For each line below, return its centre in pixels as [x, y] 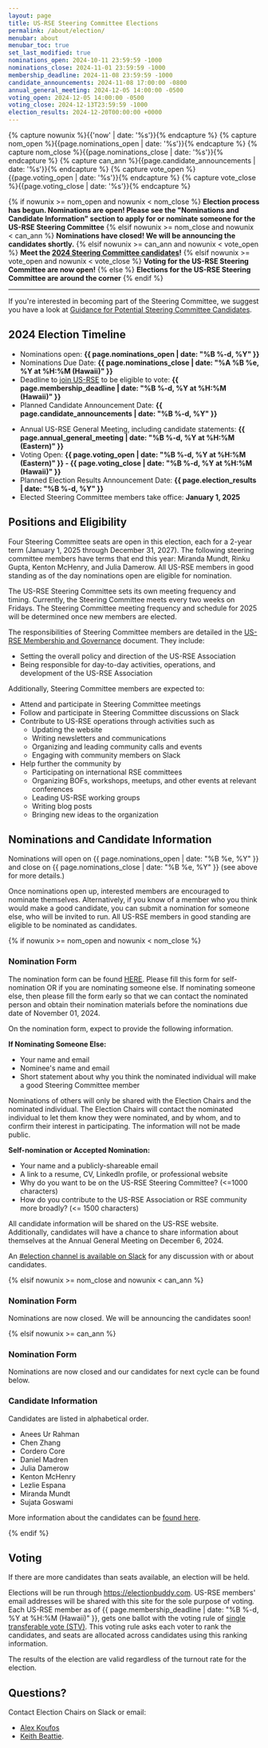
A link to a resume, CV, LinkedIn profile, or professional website [124, 1174]
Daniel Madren [44, 1459]
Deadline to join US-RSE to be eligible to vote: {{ [99, 379]
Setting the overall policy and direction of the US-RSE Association [128, 656]
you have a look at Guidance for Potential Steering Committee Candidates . [130, 310]
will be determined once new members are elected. [93, 616]
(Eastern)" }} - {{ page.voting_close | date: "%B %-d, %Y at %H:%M [136, 463]
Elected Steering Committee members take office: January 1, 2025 [130, 497]
